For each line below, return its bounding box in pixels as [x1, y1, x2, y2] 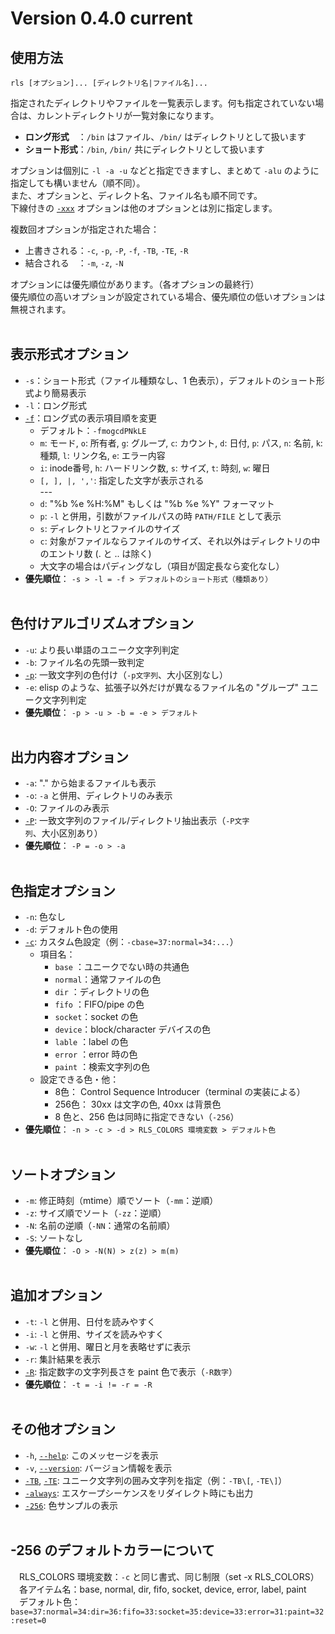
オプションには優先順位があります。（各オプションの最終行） [10, 278, 260, 290]
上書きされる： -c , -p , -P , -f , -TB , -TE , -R [24, 245, 189, 256]
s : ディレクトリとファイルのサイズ [39, 522, 181, 534]
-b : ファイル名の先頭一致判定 [24, 656, 145, 668]
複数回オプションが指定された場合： [10, 223, 160, 235]
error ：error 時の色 [54, 1048, 138, 1061]
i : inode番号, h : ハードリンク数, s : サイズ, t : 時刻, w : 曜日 [39, 462, 271, 474]
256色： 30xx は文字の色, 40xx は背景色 [54, 1098, 222, 1111]
